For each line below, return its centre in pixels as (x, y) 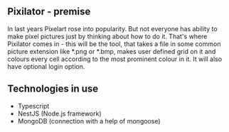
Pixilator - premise (49, 12)
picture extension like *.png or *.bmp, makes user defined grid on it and (112, 51)
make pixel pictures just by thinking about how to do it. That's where (107, 36)
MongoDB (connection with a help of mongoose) (89, 121)
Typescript (33, 106)
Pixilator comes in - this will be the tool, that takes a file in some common (114, 44)
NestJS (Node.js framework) (59, 114)
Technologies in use (53, 89)
